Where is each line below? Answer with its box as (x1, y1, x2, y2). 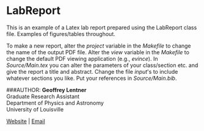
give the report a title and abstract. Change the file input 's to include (6, 68, 178, 75)
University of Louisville (6, 105, 64, 113)
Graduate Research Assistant (6, 93, 80, 100)
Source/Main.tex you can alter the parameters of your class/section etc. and (6, 62, 199, 69)
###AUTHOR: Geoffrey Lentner (6, 86, 87, 93)
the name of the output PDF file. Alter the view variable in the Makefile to (6, 48, 189, 55)
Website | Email (6, 117, 46, 125)
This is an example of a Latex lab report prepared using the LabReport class (6, 24, 197, 31)
